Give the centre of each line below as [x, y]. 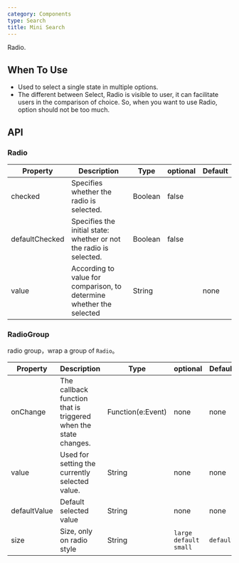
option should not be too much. [64, 110]
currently [75, 472]
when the [75, 425]
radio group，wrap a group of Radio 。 [63, 351]
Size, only [76, 532]
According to [93, 268]
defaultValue [32, 511]
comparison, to [96, 286]
